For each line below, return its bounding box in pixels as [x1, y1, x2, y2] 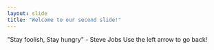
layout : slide [7, 10, 48, 17]
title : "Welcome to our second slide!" [7, 16, 122, 23]
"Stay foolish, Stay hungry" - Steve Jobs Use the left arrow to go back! [7, 35, 208, 43]
